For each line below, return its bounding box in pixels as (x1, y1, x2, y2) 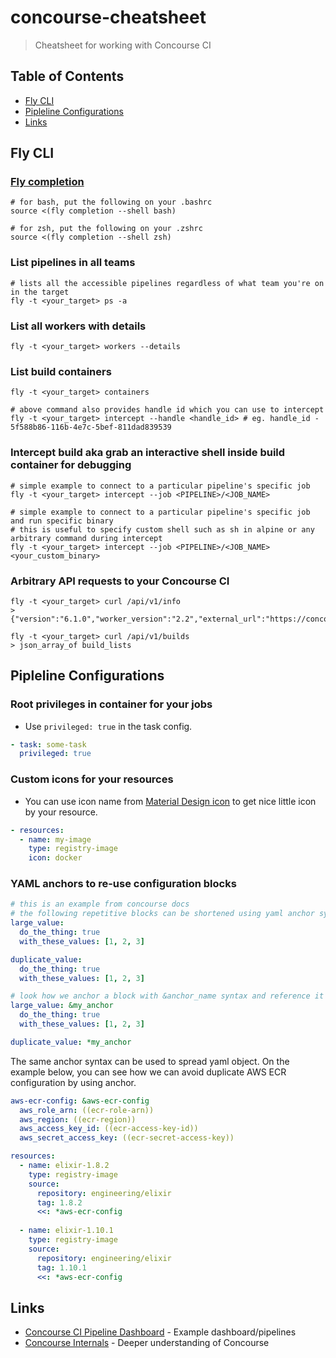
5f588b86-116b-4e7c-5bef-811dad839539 (10, 422, 172, 433)
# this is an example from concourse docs (10, 899, 190, 910)
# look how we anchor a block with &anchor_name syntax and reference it (10, 991, 325, 1001)
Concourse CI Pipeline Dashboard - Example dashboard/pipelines (24, 1326, 297, 1338)
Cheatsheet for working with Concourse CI (34, 39, 212, 51)
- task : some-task (10, 739, 87, 750)
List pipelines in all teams (10, 256, 136, 270)
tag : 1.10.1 (36, 1262, 87, 1273)
